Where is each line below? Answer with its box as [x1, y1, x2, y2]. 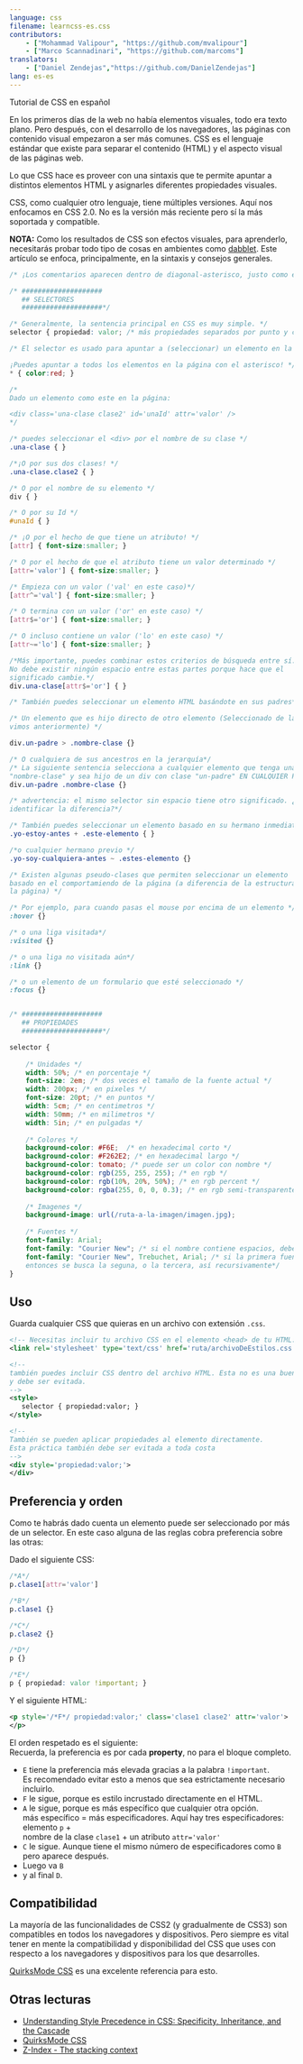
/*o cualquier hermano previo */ [9, 845, 135, 855]
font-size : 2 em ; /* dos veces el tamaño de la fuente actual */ [25, 1077, 272, 1086]
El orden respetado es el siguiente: [9, 1737, 138, 1748]
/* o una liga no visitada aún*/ [9, 952, 135, 961]
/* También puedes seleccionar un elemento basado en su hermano [9, 821, 260, 830]
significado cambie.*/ [9, 673, 95, 682]
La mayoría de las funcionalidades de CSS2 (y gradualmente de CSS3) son [9, 1920, 288, 1931]
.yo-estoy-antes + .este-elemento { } [9, 830, 155, 839]
